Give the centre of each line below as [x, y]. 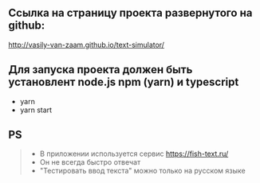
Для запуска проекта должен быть [100, 70]
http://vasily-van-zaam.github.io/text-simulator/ [87, 45]
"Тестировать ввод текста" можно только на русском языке [142, 171]
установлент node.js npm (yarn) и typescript [124, 82]
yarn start [36, 110]
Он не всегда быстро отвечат [90, 162]
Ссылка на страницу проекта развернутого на [130, 13]
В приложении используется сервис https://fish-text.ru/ [134, 154]
